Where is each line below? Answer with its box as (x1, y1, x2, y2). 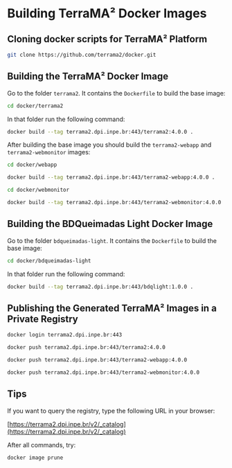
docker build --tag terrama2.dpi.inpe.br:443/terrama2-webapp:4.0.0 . (7, 174, 215, 181)
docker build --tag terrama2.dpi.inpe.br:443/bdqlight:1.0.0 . (7, 283, 194, 290)
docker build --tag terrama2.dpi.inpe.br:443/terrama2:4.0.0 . (7, 128, 194, 135)
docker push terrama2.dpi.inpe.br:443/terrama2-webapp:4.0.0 (7, 357, 188, 363)
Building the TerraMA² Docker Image (7, 71, 168, 82)
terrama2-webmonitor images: (7, 148, 91, 156)
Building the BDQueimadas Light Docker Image (7, 218, 213, 230)
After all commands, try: (7, 440, 76, 449)
